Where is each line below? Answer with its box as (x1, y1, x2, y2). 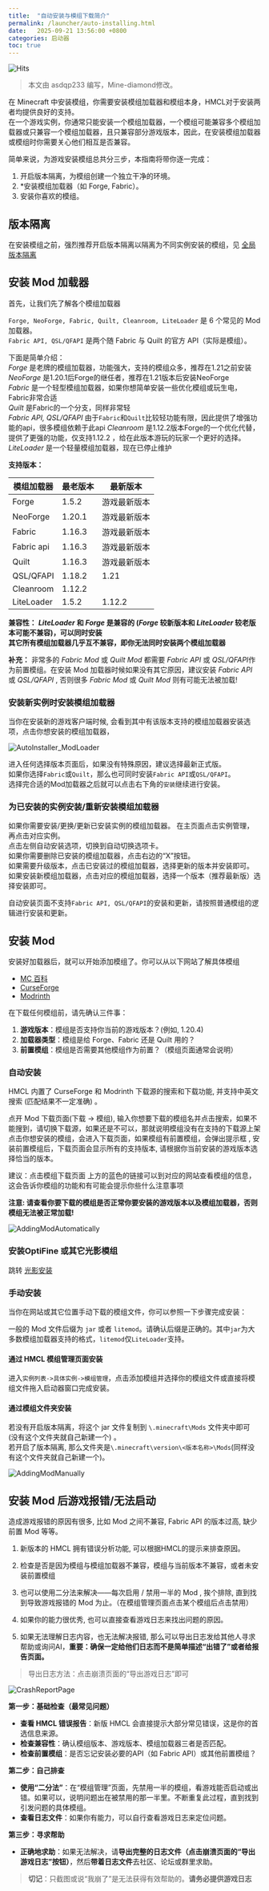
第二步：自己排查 (8, 1766, 65, 1776)
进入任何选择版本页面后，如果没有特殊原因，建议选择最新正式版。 (8, 759, 226, 769)
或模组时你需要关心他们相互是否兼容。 (8, 137, 134, 147)
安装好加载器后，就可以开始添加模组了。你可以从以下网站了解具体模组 (8, 957, 240, 966)
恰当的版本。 (14, 1154, 58, 1164)
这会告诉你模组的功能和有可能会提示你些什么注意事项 (8, 1180, 184, 1191)
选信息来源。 (19, 1729, 62, 1739)
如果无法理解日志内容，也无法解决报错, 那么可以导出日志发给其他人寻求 (19, 1632, 256, 1642)
